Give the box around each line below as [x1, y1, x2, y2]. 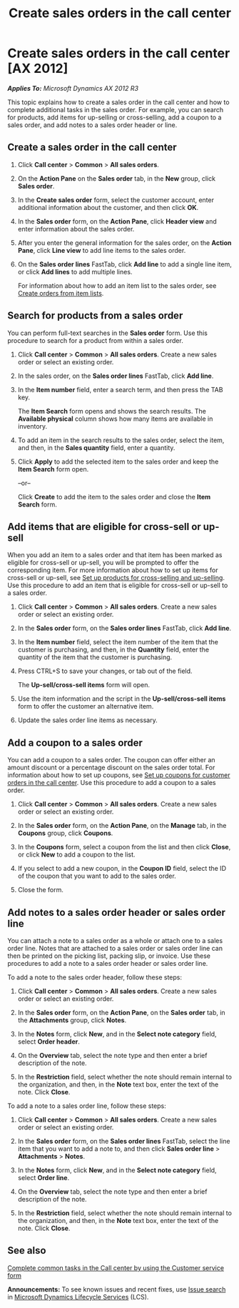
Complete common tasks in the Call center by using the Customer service [7, 1263, 225, 1272]
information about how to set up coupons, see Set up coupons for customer [7, 771, 230, 779]
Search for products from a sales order [7, 309, 183, 322]
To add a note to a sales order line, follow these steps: [7, 1102, 166, 1110]
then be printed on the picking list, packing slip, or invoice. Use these [7, 952, 210, 960]
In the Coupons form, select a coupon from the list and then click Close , [17, 843, 231, 852]
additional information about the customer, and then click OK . [17, 203, 199, 211]
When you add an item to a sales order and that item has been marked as [7, 551, 223, 559]
